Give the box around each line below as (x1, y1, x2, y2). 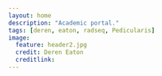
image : (8, 33, 30, 42)
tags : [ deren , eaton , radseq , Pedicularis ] (8, 26, 156, 34)
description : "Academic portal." (8, 19, 120, 27)
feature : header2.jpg (15, 41, 88, 49)
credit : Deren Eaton (15, 48, 84, 56)
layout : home (8, 11, 52, 20)
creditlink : (15, 56, 56, 64)
